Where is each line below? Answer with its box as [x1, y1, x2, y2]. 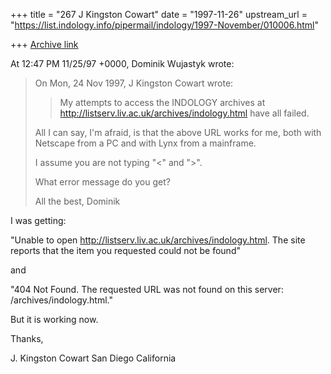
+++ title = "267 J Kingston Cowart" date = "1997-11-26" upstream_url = [10, 9, 308, 20]
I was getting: [10, 215, 67, 226]
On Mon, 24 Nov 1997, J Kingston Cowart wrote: [34, 77, 234, 89]
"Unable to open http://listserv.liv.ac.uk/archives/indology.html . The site [10, 234, 306, 246]
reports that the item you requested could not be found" [10, 245, 241, 256]
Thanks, [10, 333, 44, 344]
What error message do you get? [34, 176, 171, 188]
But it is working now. [10, 314, 99, 325]
